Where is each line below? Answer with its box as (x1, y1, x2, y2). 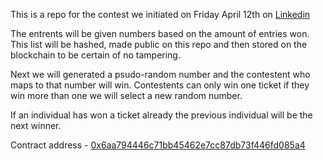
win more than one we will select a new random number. (10, 90, 243, 101)
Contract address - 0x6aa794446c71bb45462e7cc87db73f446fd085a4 (10, 139, 306, 151)
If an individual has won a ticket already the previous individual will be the (10, 109, 313, 121)
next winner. (10, 120, 62, 131)
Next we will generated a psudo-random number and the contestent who (10, 69, 311, 80)
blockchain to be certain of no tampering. (10, 49, 181, 61)
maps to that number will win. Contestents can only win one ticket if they (10, 79, 310, 91)
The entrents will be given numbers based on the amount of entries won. (10, 28, 310, 39)
